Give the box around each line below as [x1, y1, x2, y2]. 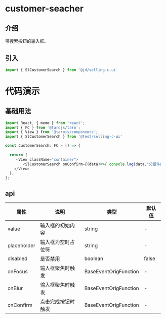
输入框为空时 [40, 239, 70, 246]
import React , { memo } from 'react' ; [5, 120, 85, 126]
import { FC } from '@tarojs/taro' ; [5, 125, 81, 130]
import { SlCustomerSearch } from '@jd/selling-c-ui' [5, 67, 119, 72]
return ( [9, 152, 28, 157]
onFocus [7, 268, 28, 275]
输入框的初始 [40, 222, 70, 229]
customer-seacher [5, 3, 84, 14]
